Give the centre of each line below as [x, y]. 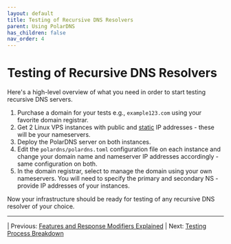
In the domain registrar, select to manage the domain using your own [114, 171]
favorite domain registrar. [53, 120]
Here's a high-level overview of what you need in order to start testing [107, 92]
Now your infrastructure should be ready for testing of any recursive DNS [111, 199]
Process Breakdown [35, 234]
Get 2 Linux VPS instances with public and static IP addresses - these [115, 127]
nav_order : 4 [26, 39]
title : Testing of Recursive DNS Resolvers [70, 20]
